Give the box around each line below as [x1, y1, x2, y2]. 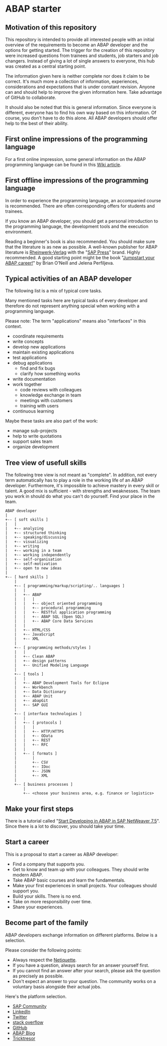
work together [12, 381, 42, 387]
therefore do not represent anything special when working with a [5, 303, 140, 309]
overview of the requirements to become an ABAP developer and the [5, 42, 148, 48]
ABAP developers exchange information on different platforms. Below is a [5, 932, 157, 938]
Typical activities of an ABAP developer [5, 274, 132, 283]
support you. [12, 888, 39, 894]
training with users [20, 403, 59, 409]
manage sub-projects [12, 428, 57, 434]
